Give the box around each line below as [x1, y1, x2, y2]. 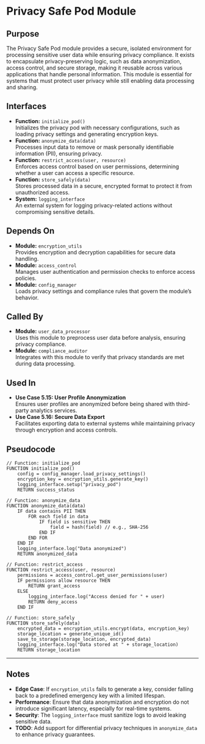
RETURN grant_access [28, 583, 81, 589]
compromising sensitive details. [15, 208, 95, 215]
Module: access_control [15, 261, 77, 269]
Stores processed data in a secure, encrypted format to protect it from [15, 182, 192, 190]
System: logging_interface [15, 195, 85, 202]
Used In [6, 377, 36, 388]
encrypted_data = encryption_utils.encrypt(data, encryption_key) [17, 626, 190, 632]
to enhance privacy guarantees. [15, 731, 96, 738]
